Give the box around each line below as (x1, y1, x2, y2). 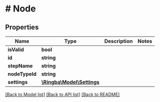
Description (104, 38, 133, 44)
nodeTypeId (7, 70, 36, 77)
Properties (5, 23, 39, 31)
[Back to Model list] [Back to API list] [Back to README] (5, 91, 120, 97)
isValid (7, 46, 24, 53)
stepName (7, 62, 33, 69)
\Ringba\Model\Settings (41, 78, 100, 85)
